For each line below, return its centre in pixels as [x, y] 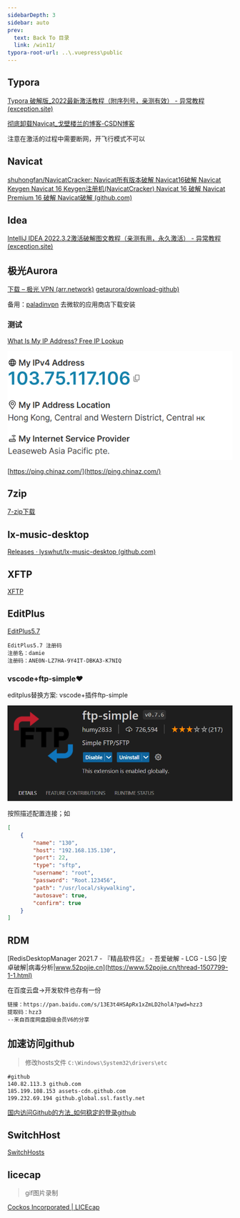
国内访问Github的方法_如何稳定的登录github [72, 1112]
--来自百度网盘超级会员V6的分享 [49, 1019]
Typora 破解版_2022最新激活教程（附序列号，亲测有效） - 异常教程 [106, 101]
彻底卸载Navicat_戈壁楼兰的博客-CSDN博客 [71, 123]
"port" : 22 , [51, 858]
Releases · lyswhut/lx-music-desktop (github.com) [82, 552]
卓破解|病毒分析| [31, 967]
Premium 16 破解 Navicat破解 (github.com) [70, 197]
